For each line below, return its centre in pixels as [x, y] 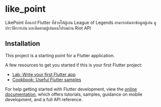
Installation [23, 44]
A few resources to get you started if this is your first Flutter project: [74, 65]
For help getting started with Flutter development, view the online [71, 89]
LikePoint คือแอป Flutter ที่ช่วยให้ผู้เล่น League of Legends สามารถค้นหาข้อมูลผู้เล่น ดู [80, 22]
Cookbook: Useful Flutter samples [47, 80]
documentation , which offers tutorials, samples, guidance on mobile [74, 94]
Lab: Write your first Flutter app [44, 74]
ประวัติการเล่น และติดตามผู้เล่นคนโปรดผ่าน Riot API [48, 28]
